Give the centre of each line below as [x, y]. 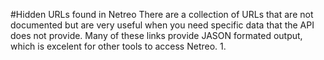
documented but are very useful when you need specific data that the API [162, 25]
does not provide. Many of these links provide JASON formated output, [156, 35]
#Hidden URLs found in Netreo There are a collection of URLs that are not [162, 14]
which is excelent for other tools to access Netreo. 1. [118, 46]
